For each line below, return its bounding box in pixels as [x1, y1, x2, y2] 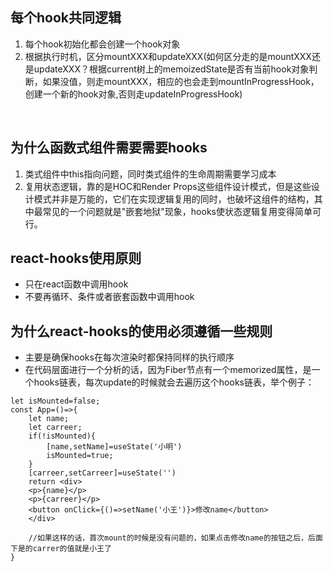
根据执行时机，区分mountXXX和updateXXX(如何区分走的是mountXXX [24, 50, 312, 62]
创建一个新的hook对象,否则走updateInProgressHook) [24, 88, 243, 100]
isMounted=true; [46, 451, 114, 461]
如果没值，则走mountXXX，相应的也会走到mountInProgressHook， [42, 75, 320, 87]
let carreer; [28, 423, 83, 433]
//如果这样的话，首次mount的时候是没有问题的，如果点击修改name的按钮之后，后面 [28, 533, 323, 543]
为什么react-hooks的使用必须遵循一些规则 [10, 323, 273, 340]
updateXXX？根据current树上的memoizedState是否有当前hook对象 [33, 63, 310, 75]
